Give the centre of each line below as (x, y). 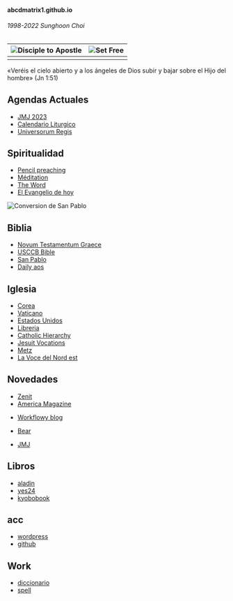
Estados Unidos (40, 320)
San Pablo (32, 260)
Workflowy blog (40, 417)
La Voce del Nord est (47, 358)
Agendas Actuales (48, 100)
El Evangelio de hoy (46, 193)
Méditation (33, 177)
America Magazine (44, 403)
